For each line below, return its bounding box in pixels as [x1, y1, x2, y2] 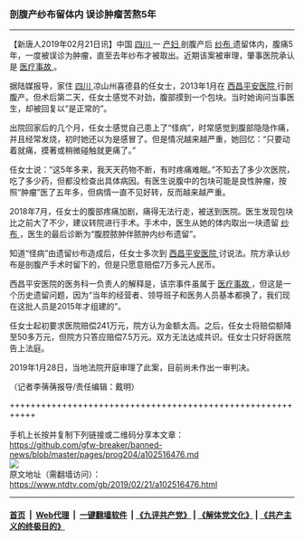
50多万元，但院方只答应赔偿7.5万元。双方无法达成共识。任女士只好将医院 [16, 332, 291, 343]
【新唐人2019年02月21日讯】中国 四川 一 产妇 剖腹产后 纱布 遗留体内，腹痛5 [9, 39, 294, 50]
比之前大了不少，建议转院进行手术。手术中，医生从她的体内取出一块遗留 [9, 217, 279, 228]
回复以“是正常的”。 [40, 103, 112, 114]
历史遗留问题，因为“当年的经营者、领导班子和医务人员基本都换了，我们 [16, 289, 283, 300]
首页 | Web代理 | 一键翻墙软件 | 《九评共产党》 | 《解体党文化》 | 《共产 [9, 509, 284, 520]
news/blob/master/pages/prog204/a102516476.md [9, 450, 199, 460]
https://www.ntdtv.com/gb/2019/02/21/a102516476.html [9, 479, 218, 490]
